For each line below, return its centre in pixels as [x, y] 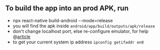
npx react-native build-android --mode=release [63, 20]
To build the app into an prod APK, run [67, 8]
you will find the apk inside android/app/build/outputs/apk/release [84, 26]
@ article [21, 36]
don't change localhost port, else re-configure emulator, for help [81, 31]
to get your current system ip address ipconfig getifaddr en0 [78, 42]
